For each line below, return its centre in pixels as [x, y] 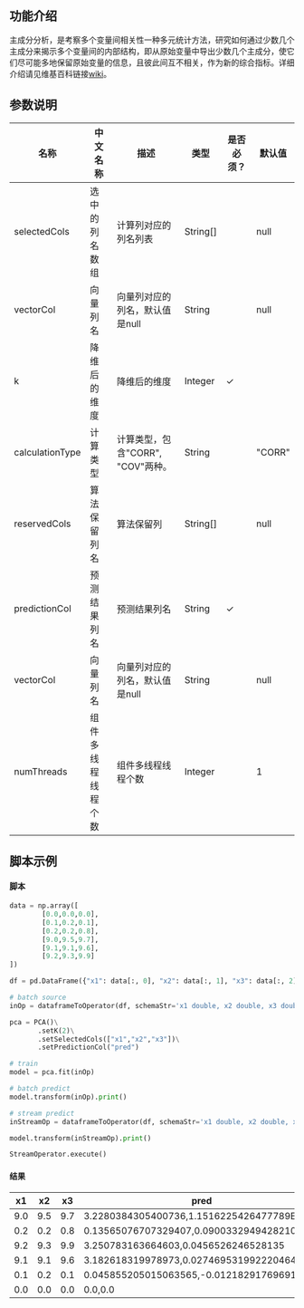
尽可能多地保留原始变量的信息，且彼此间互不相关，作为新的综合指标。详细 [156, 63]
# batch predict [40, 1089]
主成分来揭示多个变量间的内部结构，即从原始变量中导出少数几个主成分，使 [148, 51]
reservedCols [43, 524]
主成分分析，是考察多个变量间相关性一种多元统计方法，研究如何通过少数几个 [152, 40]
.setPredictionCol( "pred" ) [89, 1048]
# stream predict [42, 1113]
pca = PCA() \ [34, 1022]
